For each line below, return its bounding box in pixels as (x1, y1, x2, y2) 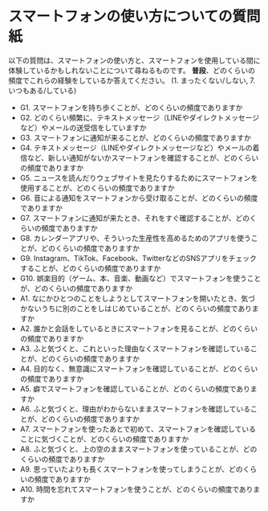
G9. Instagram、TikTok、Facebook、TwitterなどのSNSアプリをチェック (19, 253, 257, 263)
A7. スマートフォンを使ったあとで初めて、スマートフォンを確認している (19, 423, 257, 434)
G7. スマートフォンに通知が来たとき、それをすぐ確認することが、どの (19, 213, 250, 223)
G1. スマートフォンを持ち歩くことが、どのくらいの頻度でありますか (19, 102, 243, 112)
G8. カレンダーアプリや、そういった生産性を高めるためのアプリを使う (19, 233, 251, 243)
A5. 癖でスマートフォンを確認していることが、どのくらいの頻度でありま (19, 383, 258, 394)
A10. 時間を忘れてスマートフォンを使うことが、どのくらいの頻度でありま (19, 484, 261, 494)
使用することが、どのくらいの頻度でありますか (19, 182, 175, 193)
